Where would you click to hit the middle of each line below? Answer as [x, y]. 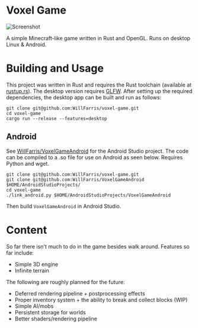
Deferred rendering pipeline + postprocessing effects [80, 293]
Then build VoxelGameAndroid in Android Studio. [64, 206]
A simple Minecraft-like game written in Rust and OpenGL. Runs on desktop [98, 38]
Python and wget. [28, 163]
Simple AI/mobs [34, 306]
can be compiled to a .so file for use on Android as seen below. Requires [95, 157]
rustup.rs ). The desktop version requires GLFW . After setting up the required [99, 91]
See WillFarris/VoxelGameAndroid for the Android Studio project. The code [97, 151]
